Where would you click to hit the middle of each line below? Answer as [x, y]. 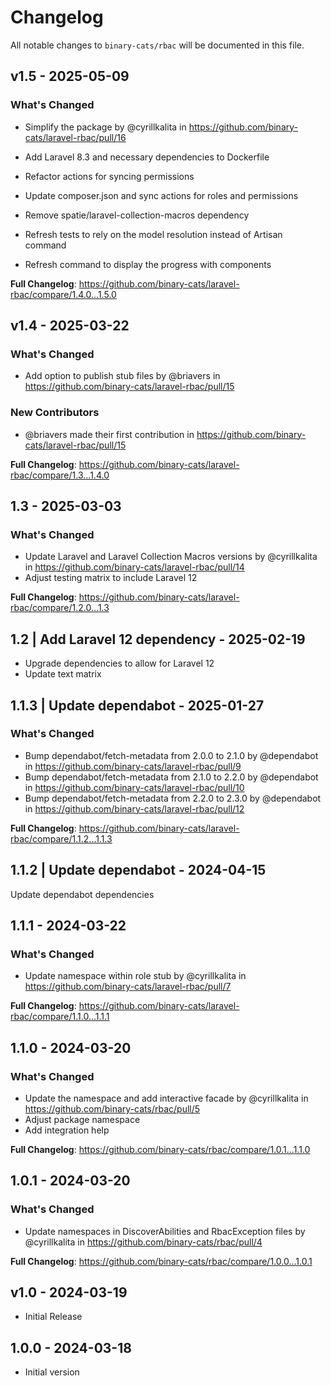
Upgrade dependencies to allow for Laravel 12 [119, 663]
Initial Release [53, 1317]
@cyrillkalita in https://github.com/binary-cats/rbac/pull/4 [143, 1242]
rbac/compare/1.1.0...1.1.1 [60, 1017]
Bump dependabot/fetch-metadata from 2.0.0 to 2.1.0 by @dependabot [171, 755]
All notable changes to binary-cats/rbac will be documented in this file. [157, 45]
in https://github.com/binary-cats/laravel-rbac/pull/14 [134, 567]
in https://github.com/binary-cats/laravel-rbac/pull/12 [134, 808]
